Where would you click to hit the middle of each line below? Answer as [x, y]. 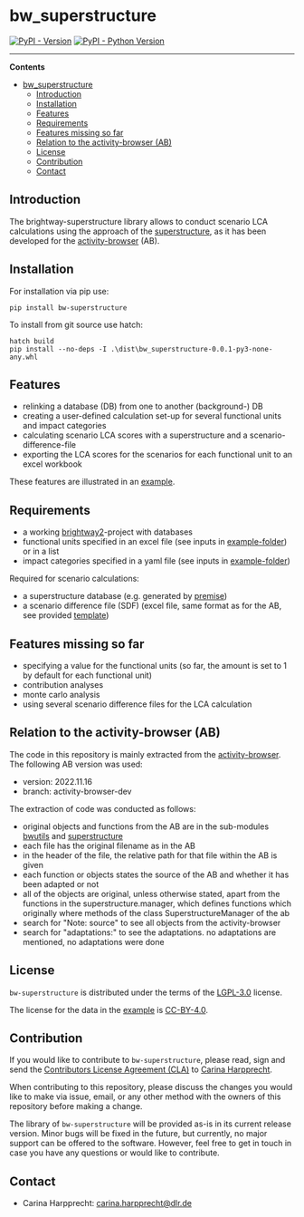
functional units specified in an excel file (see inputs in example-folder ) [155, 542]
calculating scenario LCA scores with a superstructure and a [135, 435]
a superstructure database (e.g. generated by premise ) [125, 596]
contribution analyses [63, 685]
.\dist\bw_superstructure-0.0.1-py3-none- [191, 349]
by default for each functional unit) [87, 675]
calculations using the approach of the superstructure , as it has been [138, 231]
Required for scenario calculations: [75, 579]
